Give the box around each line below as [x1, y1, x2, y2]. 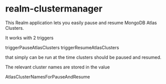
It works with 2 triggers [5, 35, 54, 41]
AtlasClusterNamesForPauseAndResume [5, 73, 90, 79]
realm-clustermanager [5, 3, 103, 15]
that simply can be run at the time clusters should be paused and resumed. [5, 54, 162, 60]
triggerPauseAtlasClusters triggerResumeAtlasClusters [5, 44, 119, 50]
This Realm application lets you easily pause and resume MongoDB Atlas [5, 20, 157, 26]
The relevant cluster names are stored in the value [5, 64, 110, 70]
